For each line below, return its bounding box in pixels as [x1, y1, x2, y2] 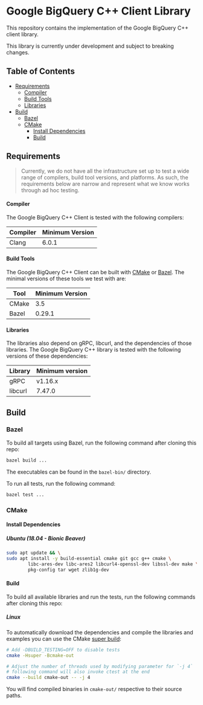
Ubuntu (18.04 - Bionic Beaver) [6, 535, 86, 542]
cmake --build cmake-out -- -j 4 [6, 675, 91, 681]
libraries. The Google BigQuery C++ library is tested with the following [6, 346, 181, 353]
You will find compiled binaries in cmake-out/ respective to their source [6, 686, 182, 693]
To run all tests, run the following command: [6, 480, 116, 487]
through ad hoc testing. [21, 186, 80, 194]
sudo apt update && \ [6, 550, 61, 556]
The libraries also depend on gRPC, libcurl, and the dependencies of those [6, 340, 192, 347]
